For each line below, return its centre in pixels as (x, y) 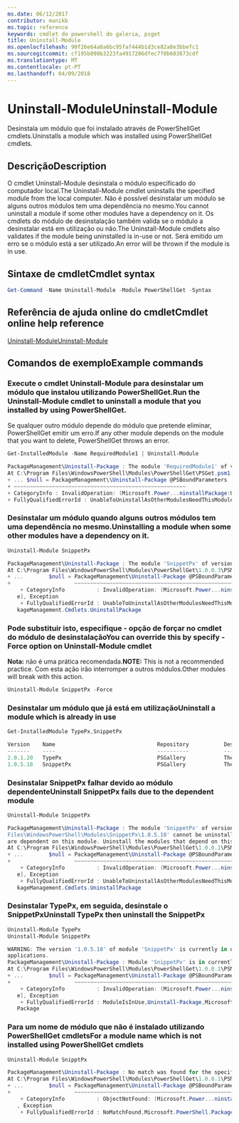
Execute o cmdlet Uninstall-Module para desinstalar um (106, 383)
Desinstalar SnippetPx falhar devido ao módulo (90, 782)
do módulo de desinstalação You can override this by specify (114, 637)
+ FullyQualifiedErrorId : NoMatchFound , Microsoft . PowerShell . (116, 1112)
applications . (28, 956)
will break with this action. (46, 677)
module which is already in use (62, 717)
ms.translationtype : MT (43, 61)
